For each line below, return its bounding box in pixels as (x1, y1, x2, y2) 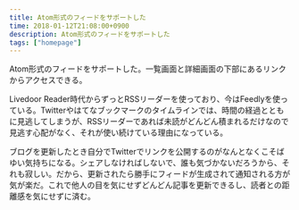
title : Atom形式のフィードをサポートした (9, 13, 146, 22)
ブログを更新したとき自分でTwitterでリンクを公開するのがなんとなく (9, 147, 262, 157)
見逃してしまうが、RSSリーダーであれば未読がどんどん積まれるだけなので (16, 116, 289, 127)
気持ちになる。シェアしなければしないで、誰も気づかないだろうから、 (24, 157, 283, 168)
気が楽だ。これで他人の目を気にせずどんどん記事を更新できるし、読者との (9, 180, 283, 190)
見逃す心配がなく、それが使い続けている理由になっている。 (9, 127, 228, 139)
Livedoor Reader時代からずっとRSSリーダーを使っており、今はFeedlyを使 (9, 94, 281, 105)
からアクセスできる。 (9, 75, 87, 86)
